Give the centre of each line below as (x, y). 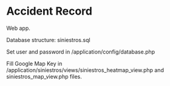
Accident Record (49, 11)
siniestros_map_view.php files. (44, 76)
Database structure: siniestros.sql (48, 40)
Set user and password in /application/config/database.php (81, 52)
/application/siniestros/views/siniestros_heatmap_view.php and (85, 70)
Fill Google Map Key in (34, 63)
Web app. (18, 28)
